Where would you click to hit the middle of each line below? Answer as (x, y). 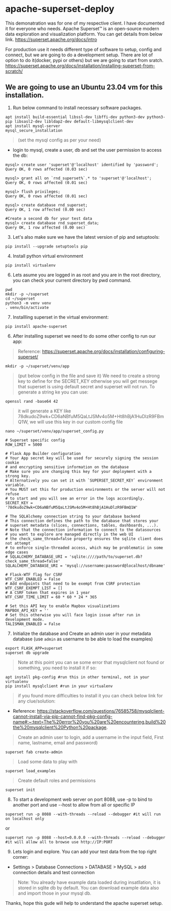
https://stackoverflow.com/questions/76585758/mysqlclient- (101, 711)
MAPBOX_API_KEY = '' (27, 610)
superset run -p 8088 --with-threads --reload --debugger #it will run (83, 814)
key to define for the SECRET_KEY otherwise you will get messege (88, 381)
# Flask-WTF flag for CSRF (34, 574)
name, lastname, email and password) (58, 742)
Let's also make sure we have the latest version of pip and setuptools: (86, 237)
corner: (20, 857)
